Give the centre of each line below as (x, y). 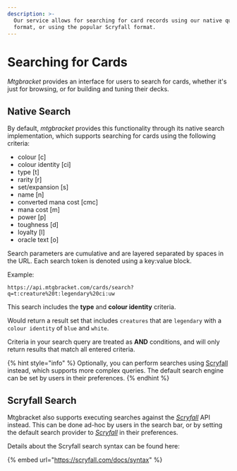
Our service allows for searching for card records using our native (118, 21)
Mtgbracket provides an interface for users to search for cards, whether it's (117, 81)
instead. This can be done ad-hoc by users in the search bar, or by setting (115, 424)
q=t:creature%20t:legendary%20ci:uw (61, 294)
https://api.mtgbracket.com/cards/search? (71, 288)
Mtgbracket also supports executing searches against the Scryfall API (109, 417)
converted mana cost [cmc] (58, 202)
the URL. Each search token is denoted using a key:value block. (99, 261)
